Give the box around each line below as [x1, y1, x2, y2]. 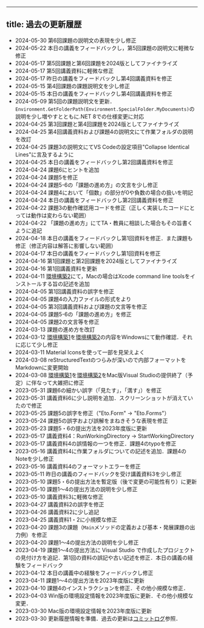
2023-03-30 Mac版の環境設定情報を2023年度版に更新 [15, 607, 152, 615]
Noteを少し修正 [15, 455, 55, 462]
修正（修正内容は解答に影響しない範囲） [15, 242, 117, 249]
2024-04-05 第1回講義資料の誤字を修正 [15, 287, 115, 295]
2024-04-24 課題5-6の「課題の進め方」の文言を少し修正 [15, 181, 158, 189]
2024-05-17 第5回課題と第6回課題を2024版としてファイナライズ [15, 59, 178, 67]
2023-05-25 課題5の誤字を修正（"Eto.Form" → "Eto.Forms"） [15, 409, 170, 417]
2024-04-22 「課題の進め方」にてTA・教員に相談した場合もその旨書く [15, 219, 193, 226]
